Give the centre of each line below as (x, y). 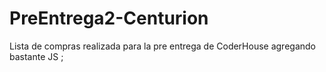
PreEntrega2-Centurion (109, 18)
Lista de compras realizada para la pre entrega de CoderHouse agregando (162, 46)
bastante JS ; (36, 56)
